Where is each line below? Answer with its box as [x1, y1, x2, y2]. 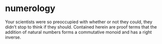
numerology [5, 3, 56, 14]
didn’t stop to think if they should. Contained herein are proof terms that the [5, 24, 157, 29]
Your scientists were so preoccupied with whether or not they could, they [5, 19, 153, 25]
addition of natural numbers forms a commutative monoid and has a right [5, 29, 152, 35]
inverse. [5, 34, 21, 40]
